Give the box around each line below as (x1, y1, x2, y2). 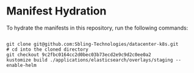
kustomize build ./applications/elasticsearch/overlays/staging (6, 57, 173, 63)
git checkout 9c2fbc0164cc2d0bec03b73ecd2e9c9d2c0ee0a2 (6, 51, 151, 58)
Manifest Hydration (6, 4, 107, 18)
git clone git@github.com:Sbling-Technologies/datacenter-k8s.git (6, 41, 179, 47)
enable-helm (6, 62, 37, 68)
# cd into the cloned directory (6, 46, 88, 52)
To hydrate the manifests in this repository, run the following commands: (6, 24, 189, 31)
